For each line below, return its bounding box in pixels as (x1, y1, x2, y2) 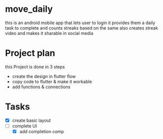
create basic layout (12, 117, 51, 123)
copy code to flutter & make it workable (12, 78, 92, 84)
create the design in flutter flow (12, 73, 76, 79)
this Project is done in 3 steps (5, 64, 65, 69)
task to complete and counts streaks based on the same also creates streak (5, 25, 158, 31)
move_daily (5, 3, 53, 15)
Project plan (5, 48, 55, 59)
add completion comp (19, 128, 64, 134)
